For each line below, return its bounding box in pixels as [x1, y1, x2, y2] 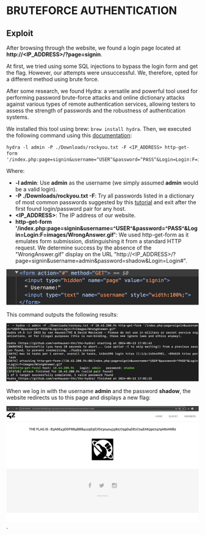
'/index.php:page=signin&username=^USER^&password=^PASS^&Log [15, 224, 198, 232]
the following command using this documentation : [6, 132, 132, 139]
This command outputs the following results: [6, 311, 118, 319]
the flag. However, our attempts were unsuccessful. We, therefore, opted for [6, 69, 198, 76]
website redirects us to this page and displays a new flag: [6, 394, 151, 401]
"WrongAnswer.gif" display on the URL [15, 251, 113, 257]
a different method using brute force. [6, 76, 99, 83]
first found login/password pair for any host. [15, 205, 126, 212]
